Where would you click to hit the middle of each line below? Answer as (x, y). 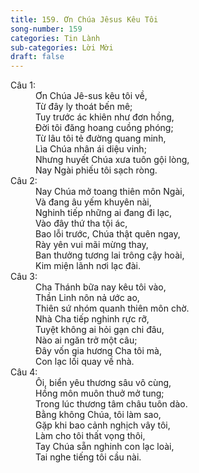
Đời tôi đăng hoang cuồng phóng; (104, 128)
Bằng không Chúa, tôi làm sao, (98, 415)
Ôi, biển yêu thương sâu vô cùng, (103, 383)
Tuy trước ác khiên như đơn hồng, (105, 117)
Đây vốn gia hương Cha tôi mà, (98, 351)
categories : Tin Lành (55, 38)
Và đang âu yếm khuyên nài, (93, 202)
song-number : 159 (46, 29)
